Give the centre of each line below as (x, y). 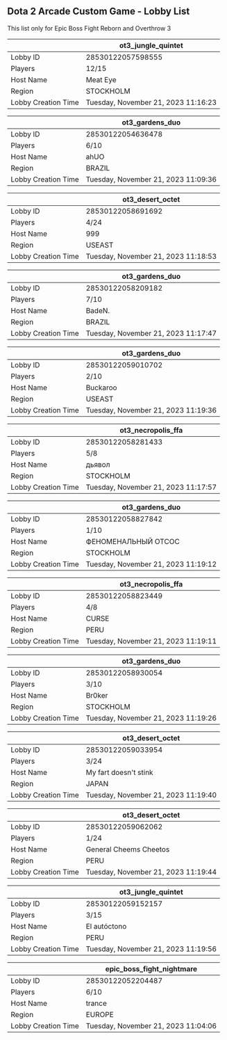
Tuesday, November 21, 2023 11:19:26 (151, 718)
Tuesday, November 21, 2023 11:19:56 (151, 949)
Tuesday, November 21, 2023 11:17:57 (151, 487)
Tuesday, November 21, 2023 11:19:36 (151, 410)
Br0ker (97, 695)
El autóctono (106, 926)
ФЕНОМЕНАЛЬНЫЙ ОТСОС (133, 541)
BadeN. (98, 310)
